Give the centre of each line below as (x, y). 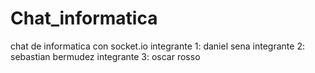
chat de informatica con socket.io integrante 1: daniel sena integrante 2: (157, 46)
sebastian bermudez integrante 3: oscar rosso (105, 56)
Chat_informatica (84, 18)
